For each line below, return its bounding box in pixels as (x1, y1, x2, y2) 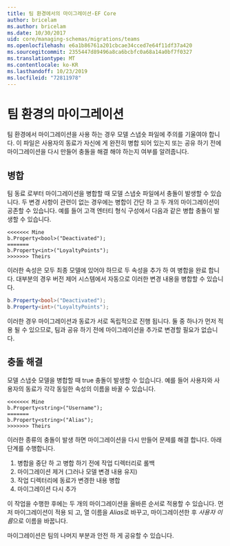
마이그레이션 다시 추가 (17, 485, 77, 493)
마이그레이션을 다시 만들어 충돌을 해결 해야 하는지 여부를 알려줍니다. (7, 148, 189, 156)
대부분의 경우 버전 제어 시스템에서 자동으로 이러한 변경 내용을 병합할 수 (16, 275, 205, 283)
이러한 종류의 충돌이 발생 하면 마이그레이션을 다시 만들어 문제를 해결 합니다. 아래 (7, 436, 222, 444)
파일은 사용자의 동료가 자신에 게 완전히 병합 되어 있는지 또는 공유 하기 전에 (23, 139, 222, 147)
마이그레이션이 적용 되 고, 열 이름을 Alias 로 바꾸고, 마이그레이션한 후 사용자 (14, 508, 216, 516)
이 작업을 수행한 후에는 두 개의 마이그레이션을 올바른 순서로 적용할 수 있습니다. (7, 499, 217, 507)
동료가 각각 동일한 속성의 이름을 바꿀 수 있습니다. (25, 384, 156, 393)
